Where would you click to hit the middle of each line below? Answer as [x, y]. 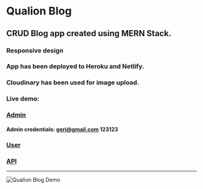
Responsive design [35, 51]
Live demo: [23, 99]
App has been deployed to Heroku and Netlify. [76, 66]
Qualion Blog [39, 11]
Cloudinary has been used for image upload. [73, 82]
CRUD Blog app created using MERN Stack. [89, 33]
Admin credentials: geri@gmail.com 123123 [62, 129]
